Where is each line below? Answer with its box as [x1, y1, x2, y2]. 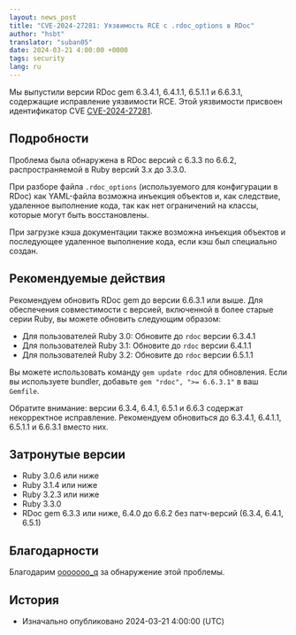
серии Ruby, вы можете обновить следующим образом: [9, 314, 221, 324]
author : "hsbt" [9, 29, 65, 38]
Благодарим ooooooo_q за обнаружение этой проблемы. [9, 567, 225, 577]
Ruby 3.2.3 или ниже [21, 489, 100, 500]
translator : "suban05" [9, 37, 93, 47]
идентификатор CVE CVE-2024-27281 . [9, 105, 153, 116]
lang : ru [9, 63, 42, 72]
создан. [9, 245, 39, 256]
